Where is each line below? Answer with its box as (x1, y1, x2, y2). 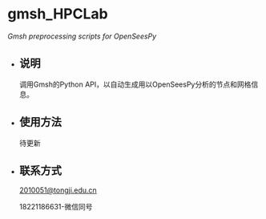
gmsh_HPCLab (7, 5, 109, 23)
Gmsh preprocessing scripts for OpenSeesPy (7, 31, 157, 41)
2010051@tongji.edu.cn (18, 185, 97, 195)
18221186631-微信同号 (18, 202, 93, 212)
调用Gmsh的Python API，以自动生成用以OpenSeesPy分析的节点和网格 (18, 79, 252, 89)
